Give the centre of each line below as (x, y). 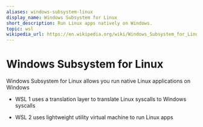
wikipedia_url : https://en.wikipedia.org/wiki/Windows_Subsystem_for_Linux (104, 34)
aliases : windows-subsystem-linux (50, 12)
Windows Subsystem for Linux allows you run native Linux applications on (98, 81)
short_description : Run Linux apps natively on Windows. (79, 23)
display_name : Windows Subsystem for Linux (62, 18)
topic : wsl (20, 29)
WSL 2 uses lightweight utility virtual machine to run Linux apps (94, 117)
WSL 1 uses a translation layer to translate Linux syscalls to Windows (101, 99)
